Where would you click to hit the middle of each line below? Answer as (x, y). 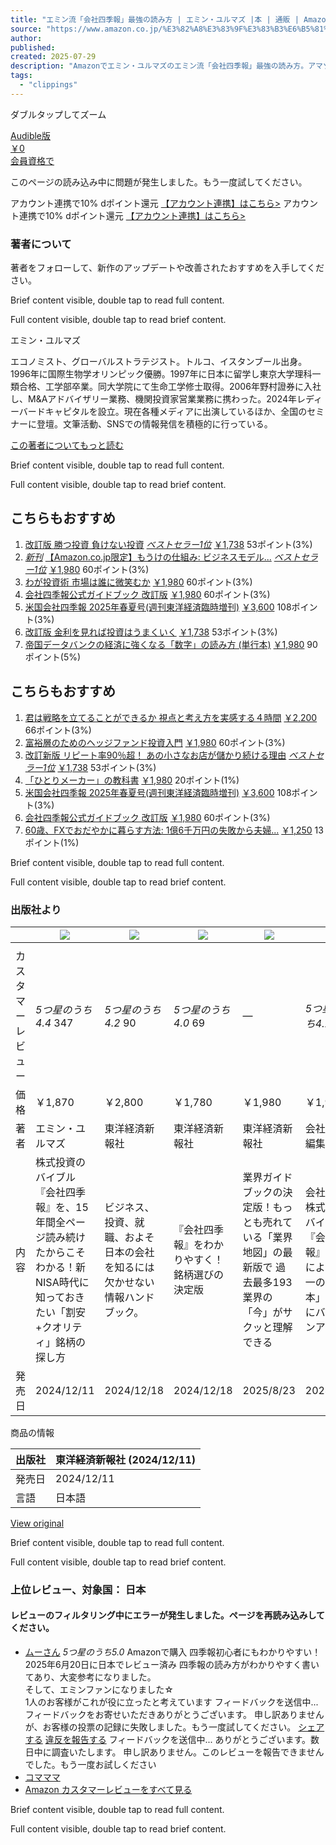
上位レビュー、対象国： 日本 (78, 1589)
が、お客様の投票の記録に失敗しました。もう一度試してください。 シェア (174, 1727)
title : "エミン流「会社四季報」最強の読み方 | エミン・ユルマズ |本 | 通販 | (155, 19)
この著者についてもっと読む (67, 445)
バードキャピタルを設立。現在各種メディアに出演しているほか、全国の (163, 412)
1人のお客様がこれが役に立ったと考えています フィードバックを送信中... (171, 1702)
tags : (21, 76)
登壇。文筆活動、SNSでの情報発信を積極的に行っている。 (154, 424)
